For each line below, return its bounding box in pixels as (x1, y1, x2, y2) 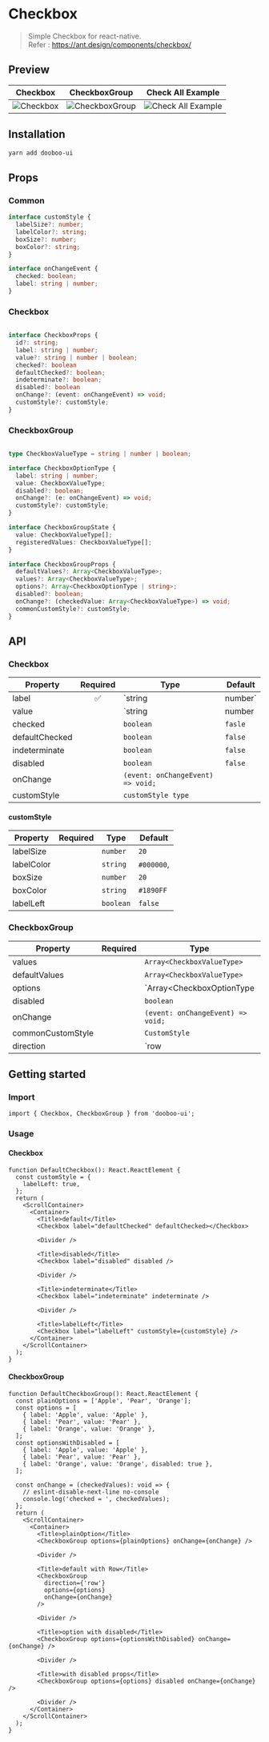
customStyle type (122, 791, 190, 800)
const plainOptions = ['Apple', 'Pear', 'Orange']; (15, 1397, 192, 1405)
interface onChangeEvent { (8, 265, 98, 273)
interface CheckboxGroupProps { (8, 560, 116, 569)
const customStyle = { (15, 1173, 91, 1181)
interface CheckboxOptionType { (8, 464, 116, 473)
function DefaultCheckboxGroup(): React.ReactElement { (8, 1390, 199, 1398)
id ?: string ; (15, 339, 59, 347)
